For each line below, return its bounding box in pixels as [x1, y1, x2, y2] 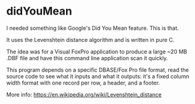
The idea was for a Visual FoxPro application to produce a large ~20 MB [6, 47, 188, 55]
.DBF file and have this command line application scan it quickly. [6, 54, 168, 61]
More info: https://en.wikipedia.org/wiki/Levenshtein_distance [6, 91, 162, 98]
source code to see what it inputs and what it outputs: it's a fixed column [6, 72, 189, 80]
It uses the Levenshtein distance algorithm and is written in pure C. [6, 36, 175, 43]
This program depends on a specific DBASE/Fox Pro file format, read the [6, 66, 189, 74]
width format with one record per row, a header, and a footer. [6, 79, 160, 86]
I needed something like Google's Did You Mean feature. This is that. [6, 24, 179, 32]
